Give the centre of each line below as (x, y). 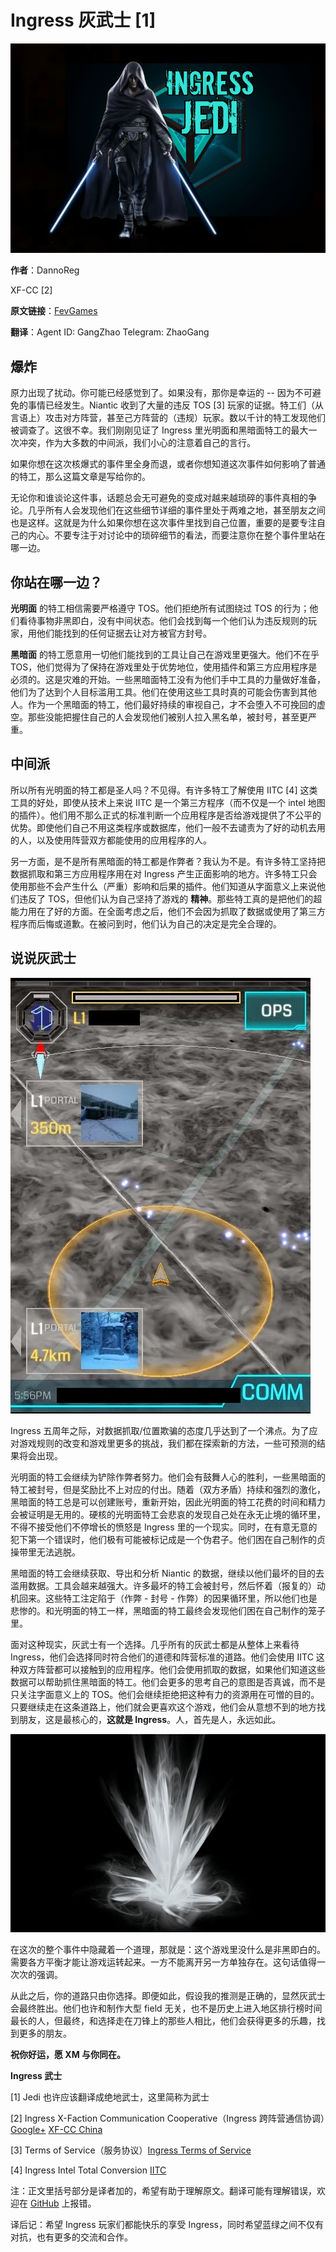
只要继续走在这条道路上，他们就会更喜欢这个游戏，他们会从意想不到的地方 (163, 1707)
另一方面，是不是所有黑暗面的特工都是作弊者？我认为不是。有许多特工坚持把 (168, 861)
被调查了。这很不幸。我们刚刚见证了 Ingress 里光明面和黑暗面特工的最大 (159, 430)
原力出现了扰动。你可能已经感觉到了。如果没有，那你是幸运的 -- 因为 (152, 393)
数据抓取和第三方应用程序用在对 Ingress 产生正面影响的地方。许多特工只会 (164, 873)
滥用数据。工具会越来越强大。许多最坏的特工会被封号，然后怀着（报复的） (163, 1585)
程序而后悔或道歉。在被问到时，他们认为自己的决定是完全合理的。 (146, 923)
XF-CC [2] (31, 290)
